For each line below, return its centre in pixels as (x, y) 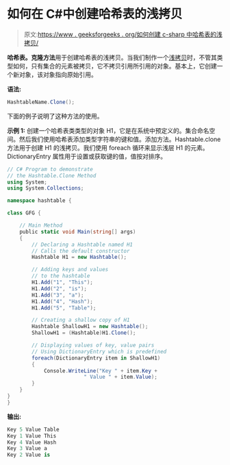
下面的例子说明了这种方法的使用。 (55, 116)
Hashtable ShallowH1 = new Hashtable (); (90, 327)
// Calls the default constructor (81, 251)
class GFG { (24, 213)
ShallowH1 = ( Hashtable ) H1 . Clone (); (84, 333)
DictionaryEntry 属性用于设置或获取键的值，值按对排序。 (87, 156)
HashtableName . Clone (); (41, 102)
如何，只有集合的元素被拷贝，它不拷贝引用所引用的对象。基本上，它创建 (115, 66)
